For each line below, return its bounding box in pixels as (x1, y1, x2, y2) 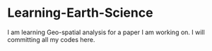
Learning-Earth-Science (7, 5, 153, 21)
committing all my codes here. (7, 35, 95, 43)
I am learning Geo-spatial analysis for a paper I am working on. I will (7, 28, 205, 36)
